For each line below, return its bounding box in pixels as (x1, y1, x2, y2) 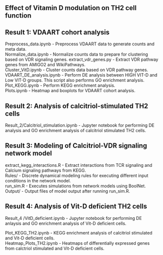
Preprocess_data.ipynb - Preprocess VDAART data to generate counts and (5, 41, 155, 47)
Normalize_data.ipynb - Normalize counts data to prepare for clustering (5, 51, 148, 58)
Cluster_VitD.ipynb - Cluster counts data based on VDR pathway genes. (5, 67, 148, 73)
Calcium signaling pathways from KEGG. (5, 167, 86, 173)
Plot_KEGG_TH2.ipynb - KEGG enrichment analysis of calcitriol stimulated (5, 230, 152, 235)
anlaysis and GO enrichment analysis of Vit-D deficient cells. (5, 220, 127, 226)
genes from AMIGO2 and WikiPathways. (5, 62, 86, 68)
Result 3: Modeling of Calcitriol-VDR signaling (5, 141, 147, 150)
